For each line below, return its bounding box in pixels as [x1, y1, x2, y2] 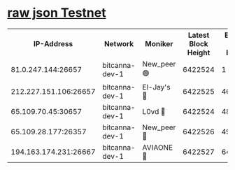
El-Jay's [142, 82, 171, 92]
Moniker [145, 38, 173, 48]
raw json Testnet [7, 5, 106, 21]
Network [104, 38, 134, 48]
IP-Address [33, 38, 73, 48]
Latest [187, 30, 210, 40]
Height [187, 48, 211, 57]
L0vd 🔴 [142, 106, 166, 116]
